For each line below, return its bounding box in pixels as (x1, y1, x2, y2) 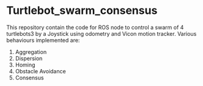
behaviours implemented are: (6, 36, 80, 44)
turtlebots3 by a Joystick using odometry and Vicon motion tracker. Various (6, 30, 197, 37)
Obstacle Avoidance (15, 67, 66, 74)
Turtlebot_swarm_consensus (6, 4, 158, 18)
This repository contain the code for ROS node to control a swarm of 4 (6, 24, 184, 31)
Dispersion (15, 55, 43, 62)
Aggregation (15, 48, 47, 55)
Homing (15, 61, 35, 68)
